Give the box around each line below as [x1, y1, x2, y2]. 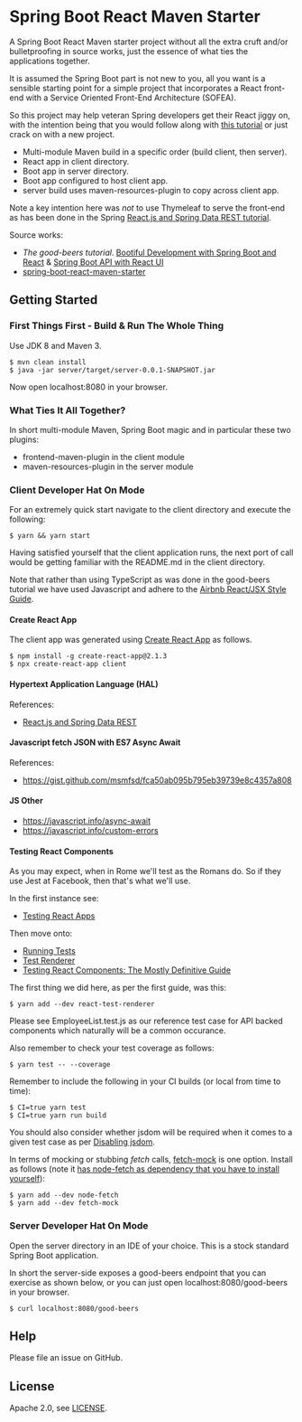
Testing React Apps [22, 910, 96, 921]
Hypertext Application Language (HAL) [9, 679, 160, 690]
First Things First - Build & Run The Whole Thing [9, 319, 224, 332]
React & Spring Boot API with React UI [22, 256, 164, 268]
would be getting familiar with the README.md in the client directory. [9, 557, 266, 568]
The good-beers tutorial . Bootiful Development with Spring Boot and [22, 247, 277, 258]
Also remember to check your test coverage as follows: [9, 1042, 215, 1054]
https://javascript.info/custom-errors [22, 825, 160, 836]
